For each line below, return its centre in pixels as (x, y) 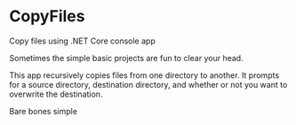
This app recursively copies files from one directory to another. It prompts (144, 75)
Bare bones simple (44, 111)
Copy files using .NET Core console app (82, 41)
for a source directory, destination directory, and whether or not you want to (148, 84)
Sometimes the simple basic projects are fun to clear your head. (126, 58)
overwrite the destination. (56, 94)
